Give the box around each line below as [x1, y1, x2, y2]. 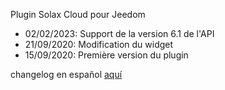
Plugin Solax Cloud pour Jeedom [10, 9, 146, 20]
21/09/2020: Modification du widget [24, 39, 174, 50]
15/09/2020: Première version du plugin [24, 49, 189, 61]
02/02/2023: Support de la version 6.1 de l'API [24, 28, 215, 39]
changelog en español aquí [10, 69, 123, 80]
